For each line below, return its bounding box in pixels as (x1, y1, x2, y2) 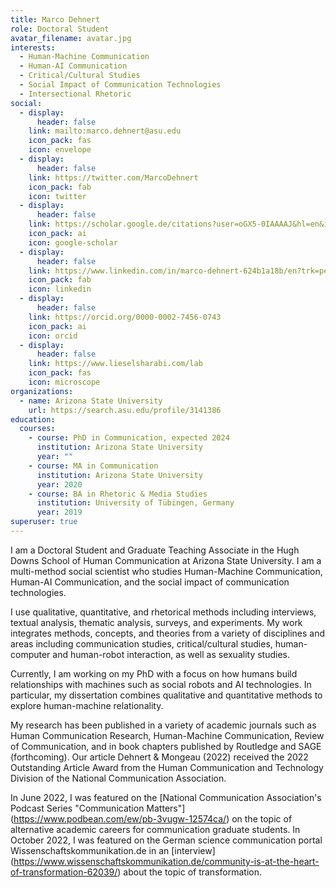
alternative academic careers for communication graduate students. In (10, 823, 301, 835)
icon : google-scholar (28, 237, 118, 248)
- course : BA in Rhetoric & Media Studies (28, 489, 208, 499)
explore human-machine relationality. (10, 699, 164, 711)
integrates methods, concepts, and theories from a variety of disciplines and (10, 627, 326, 639)
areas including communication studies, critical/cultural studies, (10, 637, 273, 650)
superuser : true (10, 517, 78, 527)
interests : (10, 42, 56, 53)
